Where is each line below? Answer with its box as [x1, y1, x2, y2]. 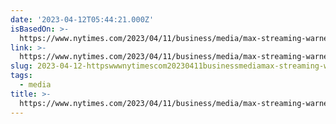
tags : [10, 71, 33, 81]
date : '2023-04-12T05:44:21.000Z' [10, 14, 155, 25]
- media [19, 80, 52, 90]
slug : [10, 61, 33, 71]
